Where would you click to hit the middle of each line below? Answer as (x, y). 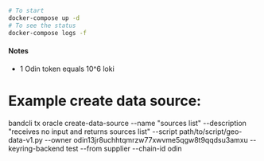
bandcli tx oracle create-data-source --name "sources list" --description (127, 123)
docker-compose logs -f (48, 33)
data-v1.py (26, 139)
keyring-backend (37, 148)
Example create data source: (105, 101)
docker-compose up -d (44, 18)
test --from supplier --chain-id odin (124, 148)
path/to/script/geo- (210, 132)
